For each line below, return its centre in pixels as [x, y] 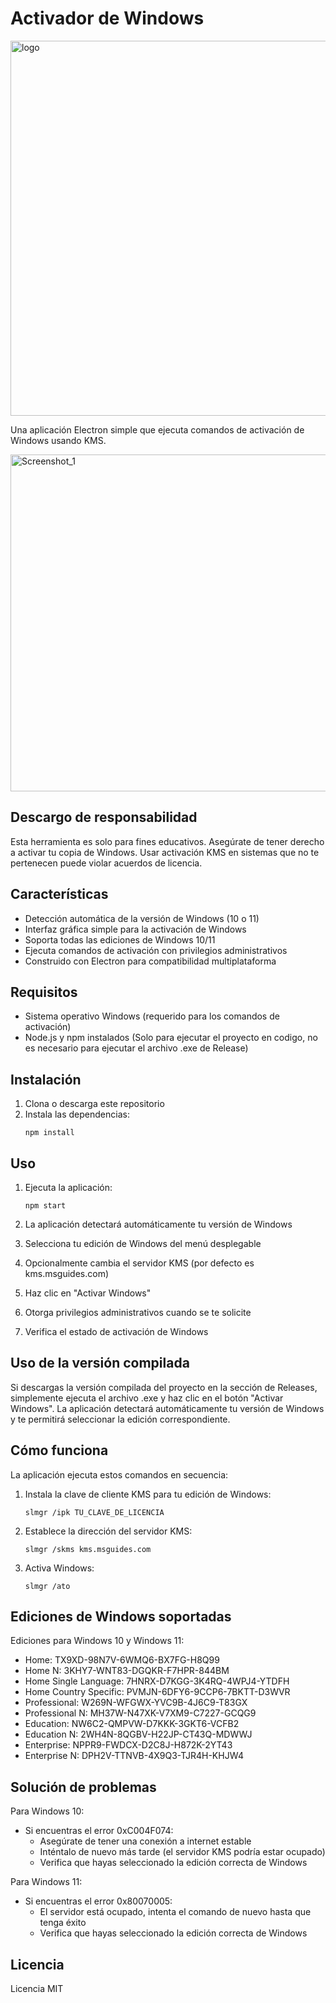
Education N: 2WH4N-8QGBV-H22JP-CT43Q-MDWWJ [138, 1734]
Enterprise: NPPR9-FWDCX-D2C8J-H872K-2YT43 [128, 1745]
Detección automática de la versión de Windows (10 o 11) [142, 918]
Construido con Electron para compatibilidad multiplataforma [150, 961]
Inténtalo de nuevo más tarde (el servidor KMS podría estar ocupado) [182, 1852]
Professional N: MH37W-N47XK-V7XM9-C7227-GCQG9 [140, 1713]
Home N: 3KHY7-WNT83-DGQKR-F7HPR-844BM [127, 1671]
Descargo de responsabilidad [104, 817]
